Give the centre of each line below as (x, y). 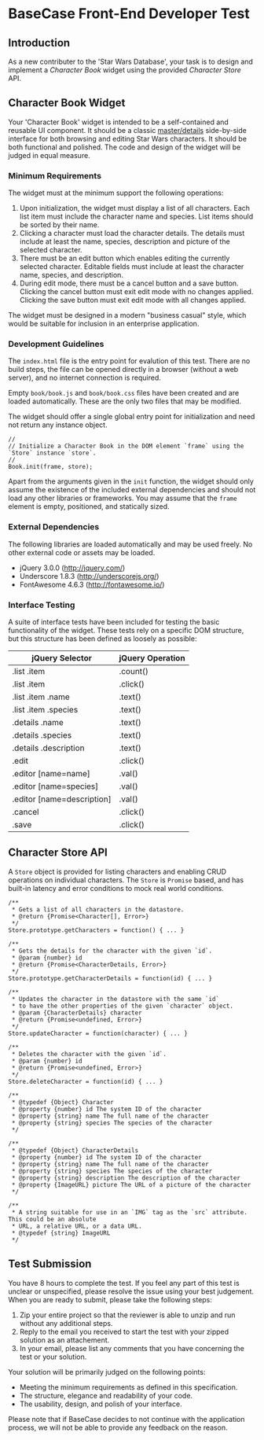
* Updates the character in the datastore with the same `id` (115, 999)
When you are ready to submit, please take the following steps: (110, 1299)
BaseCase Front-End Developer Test (129, 14)
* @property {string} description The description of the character (126, 1178)
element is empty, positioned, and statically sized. (89, 506)
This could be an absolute (52, 1219)
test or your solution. (53, 1357)
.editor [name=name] (51, 773)
